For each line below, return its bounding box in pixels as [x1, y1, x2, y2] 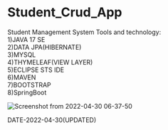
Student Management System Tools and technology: [7, 28, 162, 36]
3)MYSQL [7, 50, 36, 59]
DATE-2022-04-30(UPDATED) [7, 115, 97, 124]
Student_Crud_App [7, 4, 122, 21]
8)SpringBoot [7, 88, 47, 97]
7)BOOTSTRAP [7, 80, 51, 89]
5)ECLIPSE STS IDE [7, 65, 65, 74]
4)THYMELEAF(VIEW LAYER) [7, 58, 93, 66]
